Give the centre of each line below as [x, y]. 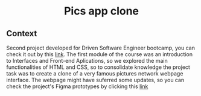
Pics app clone [101, 11]
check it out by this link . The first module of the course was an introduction [100, 54]
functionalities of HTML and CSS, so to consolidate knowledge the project [98, 67]
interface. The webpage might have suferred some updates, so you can [95, 80]
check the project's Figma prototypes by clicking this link [77, 86]
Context [22, 34]
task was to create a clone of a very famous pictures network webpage [95, 73]
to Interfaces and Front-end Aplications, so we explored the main [87, 61]
